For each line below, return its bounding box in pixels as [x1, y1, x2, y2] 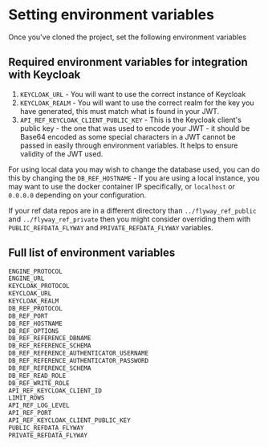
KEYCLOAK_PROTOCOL [8, 282, 70, 291]
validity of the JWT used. [19, 148, 104, 158]
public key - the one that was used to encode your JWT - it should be [19, 123, 250, 133]
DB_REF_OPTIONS [8, 327, 59, 335]
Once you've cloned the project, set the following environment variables [8, 32, 247, 42]
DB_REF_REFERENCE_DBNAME [8, 335, 91, 343]
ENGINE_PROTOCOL [8, 267, 63, 275]
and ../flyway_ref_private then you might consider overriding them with [8, 214, 251, 224]
